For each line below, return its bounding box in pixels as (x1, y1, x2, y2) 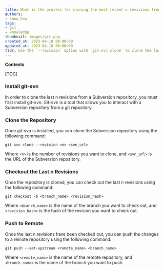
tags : (5, 21, 16, 26)
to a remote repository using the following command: (5, 236, 112, 242)
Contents (5, 62, 24, 67)
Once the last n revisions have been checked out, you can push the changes (5, 231, 159, 237)
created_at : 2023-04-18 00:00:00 (5, 39, 73, 44)
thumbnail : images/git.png (5, 35, 60, 40)
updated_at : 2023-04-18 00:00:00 (5, 43, 73, 48)
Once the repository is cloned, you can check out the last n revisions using (5, 179, 155, 186)
